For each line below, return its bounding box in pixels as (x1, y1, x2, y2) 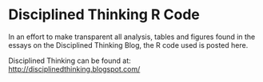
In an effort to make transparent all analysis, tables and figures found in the (8, 32, 256, 41)
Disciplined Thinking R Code (8, 6, 200, 24)
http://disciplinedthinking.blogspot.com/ (8, 64, 141, 73)
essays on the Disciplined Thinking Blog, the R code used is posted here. (8, 40, 249, 49)
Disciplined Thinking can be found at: (8, 56, 131, 65)
